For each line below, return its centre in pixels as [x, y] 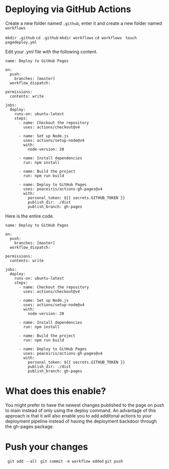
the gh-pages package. [30, 426]
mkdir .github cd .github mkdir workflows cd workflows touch [71, 38]
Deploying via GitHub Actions [68, 9]
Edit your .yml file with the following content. [51, 51]
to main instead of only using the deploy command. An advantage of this [81, 410]
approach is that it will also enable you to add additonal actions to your [79, 415]
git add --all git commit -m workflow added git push [65, 461]
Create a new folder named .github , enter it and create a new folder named [84, 23]
